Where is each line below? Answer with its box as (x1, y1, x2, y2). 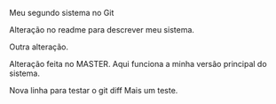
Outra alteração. (9, 41, 69, 52)
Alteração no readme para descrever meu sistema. (9, 25, 195, 34)
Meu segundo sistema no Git (9, 8, 114, 18)
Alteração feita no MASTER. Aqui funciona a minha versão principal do (9, 59, 268, 69)
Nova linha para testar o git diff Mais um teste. (9, 85, 178, 95)
